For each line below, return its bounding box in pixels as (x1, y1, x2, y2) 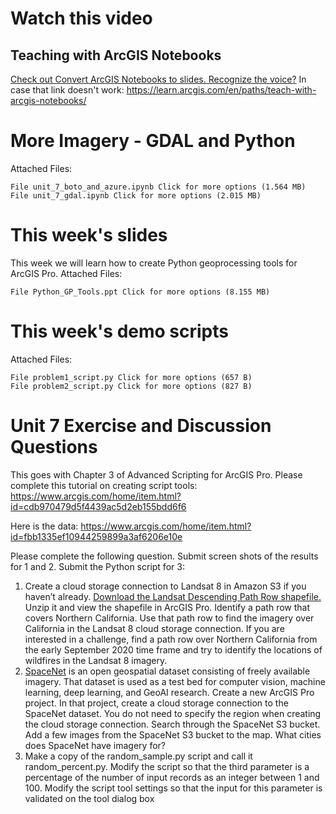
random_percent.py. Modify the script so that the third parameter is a (24, 760, 310, 772)
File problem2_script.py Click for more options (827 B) (10, 381, 253, 391)
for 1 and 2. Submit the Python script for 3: (10, 560, 185, 572)
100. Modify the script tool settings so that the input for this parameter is (24, 782, 323, 794)
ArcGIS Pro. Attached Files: (10, 267, 123, 279)
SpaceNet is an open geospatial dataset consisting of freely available (24, 665, 311, 677)
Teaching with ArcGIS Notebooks (10, 47, 222, 64)
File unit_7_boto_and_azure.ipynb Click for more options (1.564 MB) (10, 182, 307, 192)
